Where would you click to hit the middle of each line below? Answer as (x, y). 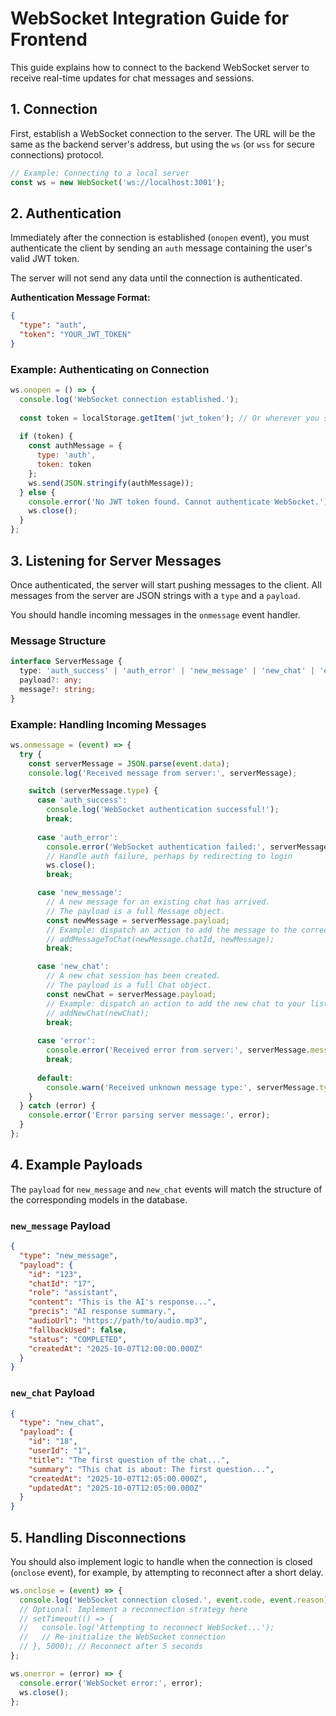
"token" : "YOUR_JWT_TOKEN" (75, 335)
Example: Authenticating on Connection (110, 369)
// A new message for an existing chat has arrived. (158, 902)
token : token (64, 465)
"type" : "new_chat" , (62, 1423)
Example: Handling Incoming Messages (108, 724)
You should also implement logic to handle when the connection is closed (161, 1561)
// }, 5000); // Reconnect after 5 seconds (111, 1647)
